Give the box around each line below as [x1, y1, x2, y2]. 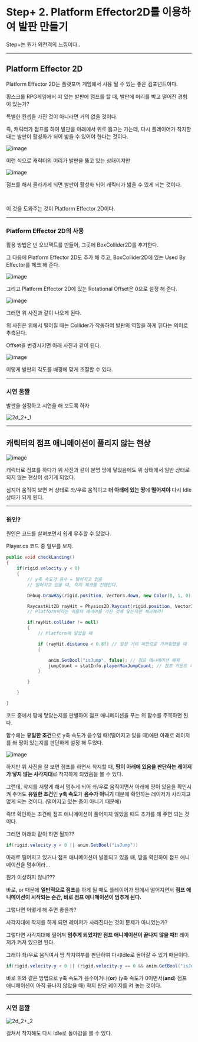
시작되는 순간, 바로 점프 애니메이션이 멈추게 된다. [31, 894, 142, 901]
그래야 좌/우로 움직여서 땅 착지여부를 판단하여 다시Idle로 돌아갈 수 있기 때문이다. [6, 951, 190, 958]
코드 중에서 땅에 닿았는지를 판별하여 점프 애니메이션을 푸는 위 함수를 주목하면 [6, 711, 183, 719]
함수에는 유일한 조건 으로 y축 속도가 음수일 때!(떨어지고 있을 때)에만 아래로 [6, 732, 175, 739]
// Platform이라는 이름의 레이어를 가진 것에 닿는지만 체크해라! [27, 609, 164, 615]
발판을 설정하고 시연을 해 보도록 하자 [6, 402, 90, 409]
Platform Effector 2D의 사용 [6, 226, 84, 235]
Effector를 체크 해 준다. [6, 261, 60, 268]
